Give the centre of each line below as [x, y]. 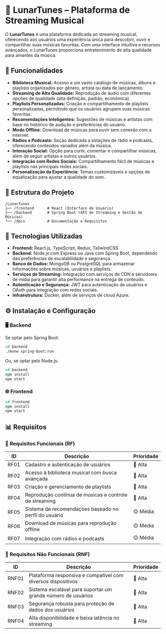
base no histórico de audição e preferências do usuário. [69, 124]
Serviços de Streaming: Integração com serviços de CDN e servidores [84, 274]
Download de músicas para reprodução [71, 523]
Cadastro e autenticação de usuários [68, 465]
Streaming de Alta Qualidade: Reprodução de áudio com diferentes [82, 93]
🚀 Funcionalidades [34, 71]
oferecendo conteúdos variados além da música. [62, 146]
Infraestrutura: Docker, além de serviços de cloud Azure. [71, 295]
